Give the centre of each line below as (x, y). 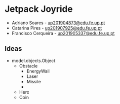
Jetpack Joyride (39, 9)
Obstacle (28, 66)
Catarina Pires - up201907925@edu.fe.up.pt (57, 28)
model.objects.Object (33, 61)
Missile (34, 81)
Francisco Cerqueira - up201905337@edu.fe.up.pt (63, 33)
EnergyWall (38, 71)
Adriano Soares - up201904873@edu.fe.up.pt (58, 23)
